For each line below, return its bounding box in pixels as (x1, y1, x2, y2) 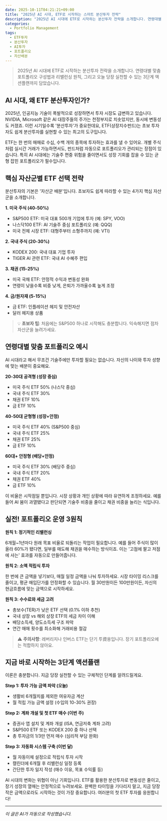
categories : (5, 21, 30, 26)
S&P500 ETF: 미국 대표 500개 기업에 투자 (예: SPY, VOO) (12, 216, 125, 221)
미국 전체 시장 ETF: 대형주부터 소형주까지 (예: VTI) (12, 228, 110, 234)
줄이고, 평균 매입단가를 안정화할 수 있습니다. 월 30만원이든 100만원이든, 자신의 (5, 579, 157, 585)
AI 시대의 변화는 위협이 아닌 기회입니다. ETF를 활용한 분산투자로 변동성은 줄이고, (5, 777, 161, 783)
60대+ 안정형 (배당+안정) (5, 453, 55, 459)
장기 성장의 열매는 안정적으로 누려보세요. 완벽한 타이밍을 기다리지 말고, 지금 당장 (5, 783, 161, 789)
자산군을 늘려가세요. (17, 327, 56, 332)
